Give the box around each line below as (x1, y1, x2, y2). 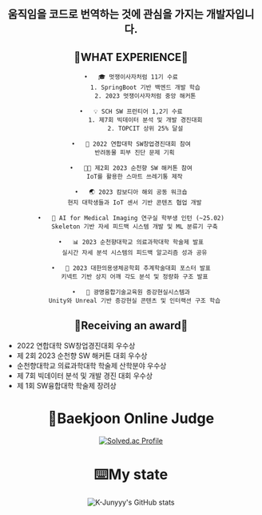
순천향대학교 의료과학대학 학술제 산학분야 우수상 (16, 361, 167, 371)
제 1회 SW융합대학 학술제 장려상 (16, 381, 117, 391)
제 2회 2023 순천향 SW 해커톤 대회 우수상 (16, 351, 148, 360)
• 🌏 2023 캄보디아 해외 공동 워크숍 (74, 188, 188, 196)
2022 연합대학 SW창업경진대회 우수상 (16, 341, 136, 351)
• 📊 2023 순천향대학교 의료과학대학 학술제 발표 (58, 239, 204, 247)
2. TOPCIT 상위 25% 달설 (107, 125, 184, 133)
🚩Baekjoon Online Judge (47, 409, 215, 428)
